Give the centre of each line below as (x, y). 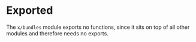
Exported (30, 10)
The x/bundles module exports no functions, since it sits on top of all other (98, 27)
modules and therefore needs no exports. (58, 33)
